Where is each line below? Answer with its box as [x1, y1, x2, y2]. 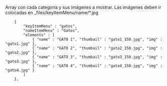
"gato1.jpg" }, [5, 41, 37, 46]
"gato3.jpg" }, [5, 59, 37, 64]
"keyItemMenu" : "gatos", [23, 24, 78, 29]
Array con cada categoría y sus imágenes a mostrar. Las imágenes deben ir [5, 5, 161, 10]
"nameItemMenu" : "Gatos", [23, 28, 80, 33]
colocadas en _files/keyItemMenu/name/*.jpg [5, 10, 99, 16]
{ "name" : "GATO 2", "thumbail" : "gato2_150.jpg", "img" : [32, 46, 163, 51]
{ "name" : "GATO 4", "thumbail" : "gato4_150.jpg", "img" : [32, 63, 163, 68]
